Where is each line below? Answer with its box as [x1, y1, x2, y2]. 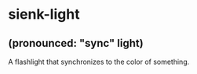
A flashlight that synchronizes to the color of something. [8, 57, 190, 66]
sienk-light [8, 5, 80, 23]
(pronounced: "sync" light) [8, 37, 144, 50]
